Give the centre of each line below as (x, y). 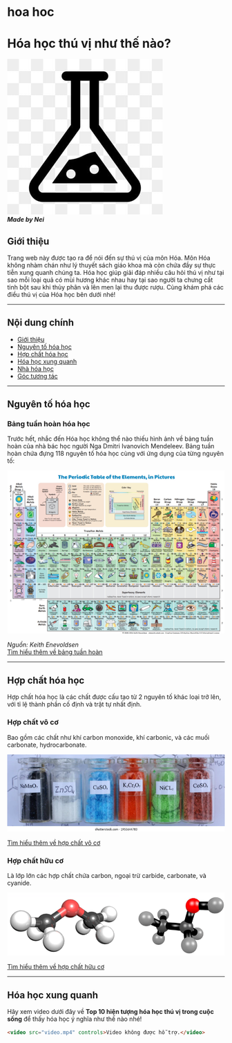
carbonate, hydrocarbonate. (47, 745)
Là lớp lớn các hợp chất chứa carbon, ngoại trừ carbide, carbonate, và (107, 875)
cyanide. (19, 883)
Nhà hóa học (35, 369)
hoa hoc (31, 12)
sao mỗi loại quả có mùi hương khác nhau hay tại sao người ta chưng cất (110, 280)
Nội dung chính (41, 323)
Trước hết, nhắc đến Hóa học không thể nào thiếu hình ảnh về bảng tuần (110, 439)
